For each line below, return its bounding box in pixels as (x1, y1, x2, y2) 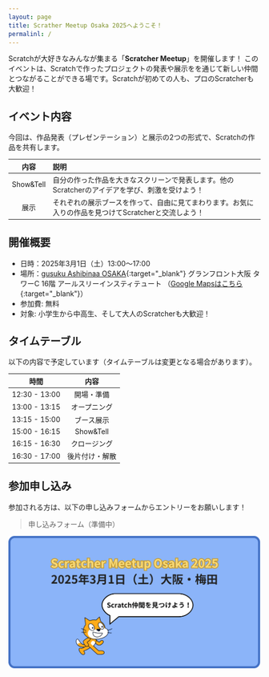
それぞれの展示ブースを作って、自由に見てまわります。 (52, 197, 234, 208)
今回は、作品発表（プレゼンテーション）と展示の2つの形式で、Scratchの (8, 132, 248, 142)
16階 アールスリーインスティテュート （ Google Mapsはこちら (41, 278, 243, 288)
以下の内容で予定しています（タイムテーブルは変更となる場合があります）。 (8, 357, 257, 367)
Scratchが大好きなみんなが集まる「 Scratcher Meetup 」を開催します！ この (8, 54, 259, 63)
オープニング (70, 402, 114, 412)
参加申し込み (8, 480, 72, 493)
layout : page (8, 13, 52, 21)
